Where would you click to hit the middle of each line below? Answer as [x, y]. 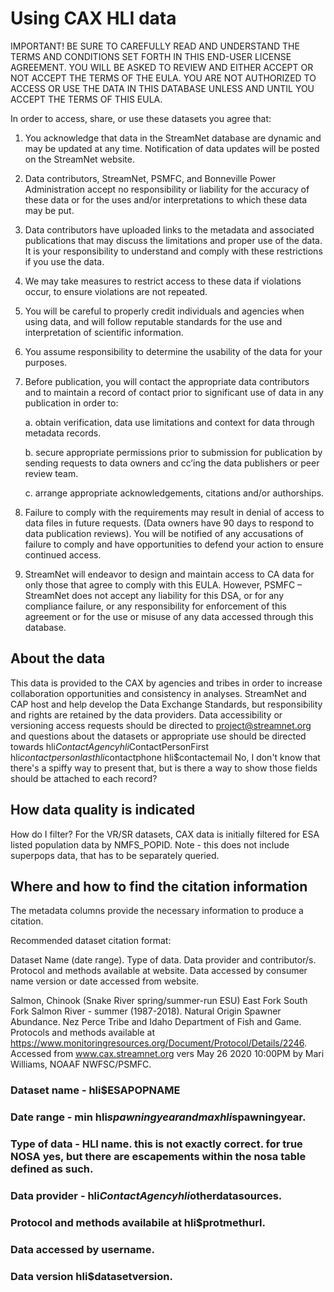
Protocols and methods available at [83, 1033]
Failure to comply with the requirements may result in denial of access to [174, 512]
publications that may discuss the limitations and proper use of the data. [173, 240]
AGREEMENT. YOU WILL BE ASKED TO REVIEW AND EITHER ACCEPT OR [162, 67]
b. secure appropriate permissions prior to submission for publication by [173, 452]
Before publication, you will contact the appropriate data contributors [167, 381]
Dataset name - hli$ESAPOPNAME [95, 1090]
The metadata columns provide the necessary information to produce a [157, 911]
